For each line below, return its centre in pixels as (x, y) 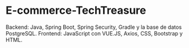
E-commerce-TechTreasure (76, 10)
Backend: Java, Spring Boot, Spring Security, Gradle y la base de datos (94, 27)
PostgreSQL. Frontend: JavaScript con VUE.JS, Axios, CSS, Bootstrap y (94, 33)
